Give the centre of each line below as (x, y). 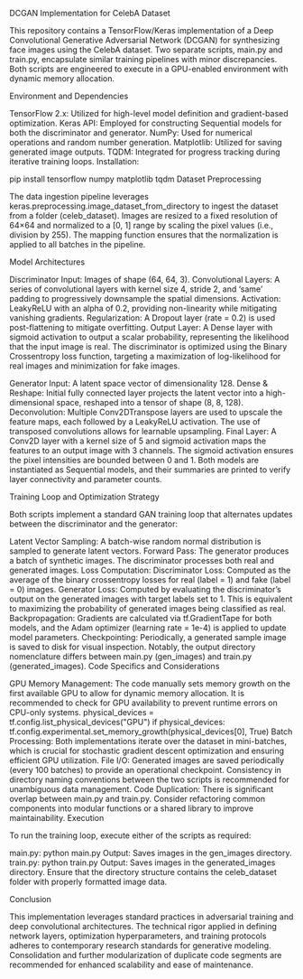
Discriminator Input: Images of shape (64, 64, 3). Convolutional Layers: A (145, 280)
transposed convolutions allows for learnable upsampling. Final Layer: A (143, 431)
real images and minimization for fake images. (95, 366)
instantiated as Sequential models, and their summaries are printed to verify (150, 470)
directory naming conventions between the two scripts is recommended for (150, 779)
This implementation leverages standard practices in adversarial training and (151, 917)
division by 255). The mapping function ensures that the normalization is (144, 235)
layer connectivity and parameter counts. (86, 479)
